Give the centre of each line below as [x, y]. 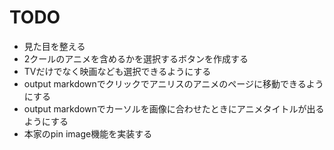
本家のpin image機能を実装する [88, 133]
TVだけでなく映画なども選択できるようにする [117, 71]
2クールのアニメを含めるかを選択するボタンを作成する [136, 58]
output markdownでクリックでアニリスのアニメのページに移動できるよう [173, 83]
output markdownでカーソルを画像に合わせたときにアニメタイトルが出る [174, 108]
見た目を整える [54, 46]
